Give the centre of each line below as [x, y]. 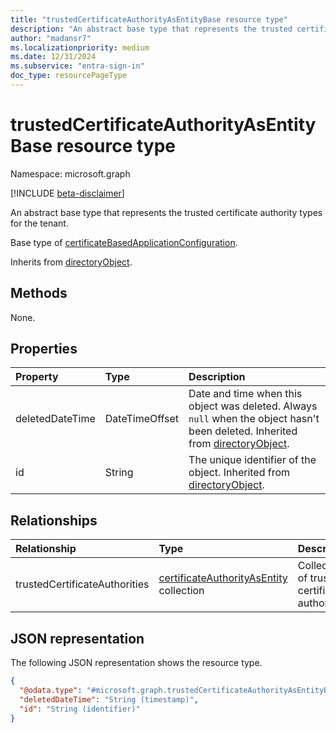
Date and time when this [245, 394]
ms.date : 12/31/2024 [53, 57]
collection [181, 591]
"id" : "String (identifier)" [80, 709]
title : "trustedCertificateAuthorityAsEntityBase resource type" [149, 19]
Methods [39, 293]
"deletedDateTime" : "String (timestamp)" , [109, 699]
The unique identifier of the [252, 460]
